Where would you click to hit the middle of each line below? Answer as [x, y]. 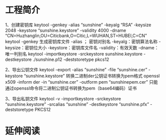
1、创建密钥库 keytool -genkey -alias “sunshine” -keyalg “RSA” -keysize [78, 25]
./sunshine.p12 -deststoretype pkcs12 [71, 59]
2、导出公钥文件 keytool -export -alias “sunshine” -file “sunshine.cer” [76, 69]
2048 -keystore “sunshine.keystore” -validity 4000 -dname [66, 30]
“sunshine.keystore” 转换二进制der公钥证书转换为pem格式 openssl [92, 76]
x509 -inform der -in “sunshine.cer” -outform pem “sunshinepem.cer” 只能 [82, 82]
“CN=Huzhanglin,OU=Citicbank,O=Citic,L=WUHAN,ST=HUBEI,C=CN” [76, 36]
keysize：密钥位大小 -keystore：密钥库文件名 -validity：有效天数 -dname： [82, 47]
